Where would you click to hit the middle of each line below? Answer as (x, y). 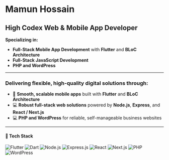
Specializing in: (22, 40)
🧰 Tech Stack (19, 136)
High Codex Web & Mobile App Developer (71, 28)
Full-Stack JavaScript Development (51, 60)
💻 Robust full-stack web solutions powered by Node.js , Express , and (86, 105)
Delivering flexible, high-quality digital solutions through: (77, 83)
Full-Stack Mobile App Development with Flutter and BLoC (74, 49)
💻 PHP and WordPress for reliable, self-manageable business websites (87, 118)
